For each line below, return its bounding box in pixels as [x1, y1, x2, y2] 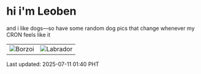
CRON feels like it [6, 31, 51, 38]
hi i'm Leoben [6, 4, 77, 18]
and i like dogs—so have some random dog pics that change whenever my [6, 24, 195, 32]
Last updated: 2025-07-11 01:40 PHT [6, 60, 99, 68]
